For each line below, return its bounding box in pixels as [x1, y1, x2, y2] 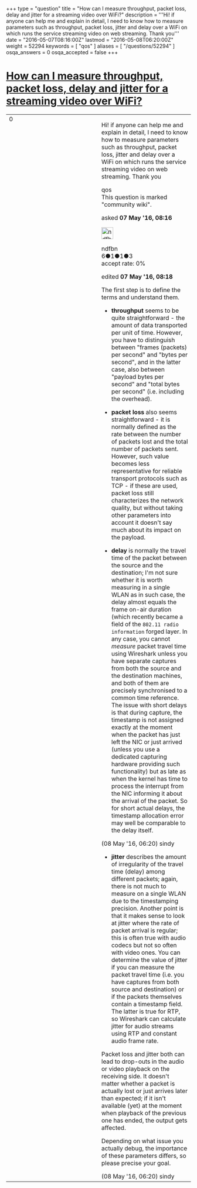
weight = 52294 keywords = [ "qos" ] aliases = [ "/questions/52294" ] [6, 42, 175, 49]
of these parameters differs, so [101, 1151, 186, 1160]
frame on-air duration [111, 605, 172, 613]
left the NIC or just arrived [111, 737, 183, 746]
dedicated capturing [111, 752, 167, 760]
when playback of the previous [101, 1108, 186, 1117]
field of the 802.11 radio [111, 620, 179, 628]
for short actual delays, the [111, 804, 185, 812]
